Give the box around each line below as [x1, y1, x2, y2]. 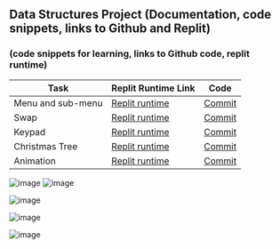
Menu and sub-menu [13, 97, 103, 109]
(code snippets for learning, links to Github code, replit [9, 48, 251, 60]
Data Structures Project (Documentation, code [9, 7, 272, 22]
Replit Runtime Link [110, 82, 196, 94]
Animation [13, 155, 56, 167]
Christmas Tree [13, 140, 78, 152]
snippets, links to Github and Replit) [9, 21, 212, 36]
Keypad [13, 125, 46, 138]
